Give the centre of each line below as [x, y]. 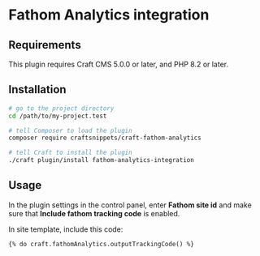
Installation [37, 90]
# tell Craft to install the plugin [70, 153]
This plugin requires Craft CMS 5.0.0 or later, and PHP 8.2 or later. [119, 64]
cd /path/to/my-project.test [58, 116]
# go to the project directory [61, 108]
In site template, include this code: [66, 229]
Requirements [45, 45]
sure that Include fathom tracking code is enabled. [94, 213]
